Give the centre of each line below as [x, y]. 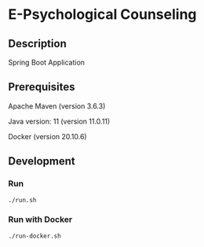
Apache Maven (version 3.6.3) [57, 106]
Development [42, 162]
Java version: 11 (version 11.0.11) [59, 121]
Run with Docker [40, 219]
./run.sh [22, 200]
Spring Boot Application [46, 62]
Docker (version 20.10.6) [48, 136]
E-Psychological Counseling [103, 15]
